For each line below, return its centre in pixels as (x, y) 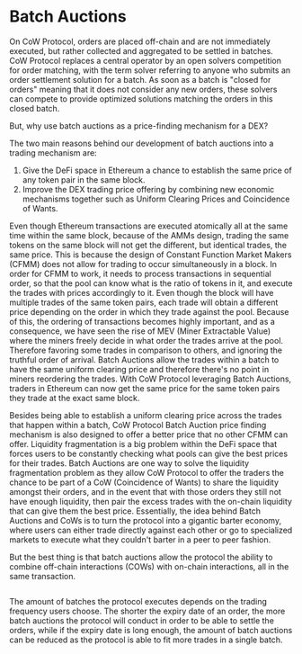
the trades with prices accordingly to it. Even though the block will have (142, 292)
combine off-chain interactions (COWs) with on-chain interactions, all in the (149, 566)
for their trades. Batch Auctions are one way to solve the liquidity (129, 463)
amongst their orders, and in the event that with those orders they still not (145, 491)
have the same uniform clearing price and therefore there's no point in (139, 369)
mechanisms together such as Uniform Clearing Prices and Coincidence (156, 199)
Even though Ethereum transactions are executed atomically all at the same (149, 226)
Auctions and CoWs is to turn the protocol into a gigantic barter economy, (145, 520)
